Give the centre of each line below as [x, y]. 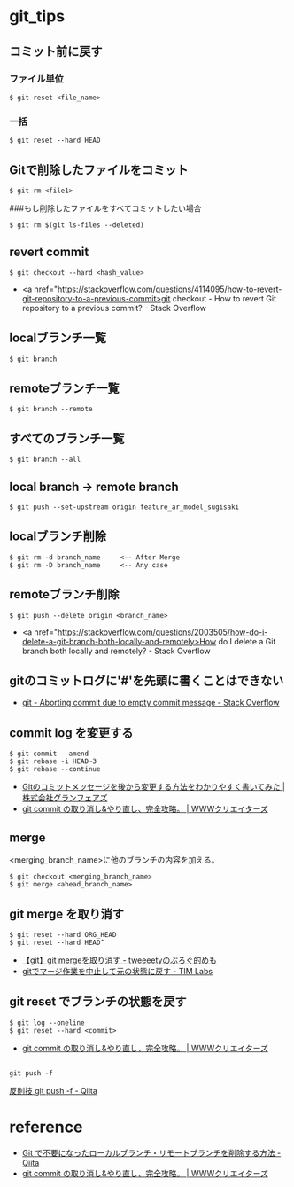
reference [46, 1127]
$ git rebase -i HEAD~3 [53, 761]
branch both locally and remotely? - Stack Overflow [116, 651]
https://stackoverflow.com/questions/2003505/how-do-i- [162, 632]
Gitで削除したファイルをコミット [99, 170]
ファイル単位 [37, 79]
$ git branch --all [45, 460]
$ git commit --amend [49, 754]
